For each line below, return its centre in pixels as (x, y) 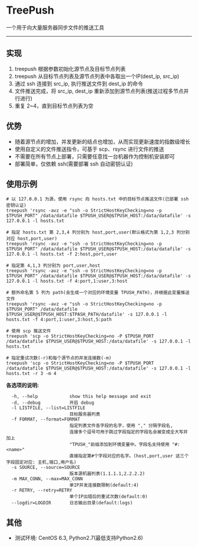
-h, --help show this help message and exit (81, 397)
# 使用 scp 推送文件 (29, 331)
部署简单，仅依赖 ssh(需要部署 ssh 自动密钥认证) (74, 164)
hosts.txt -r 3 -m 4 (32, 374)
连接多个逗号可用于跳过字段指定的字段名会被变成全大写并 (128, 432)
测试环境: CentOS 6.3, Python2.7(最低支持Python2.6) (79, 538)
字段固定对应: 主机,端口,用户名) (41, 462)
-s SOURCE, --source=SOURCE (46, 468)
